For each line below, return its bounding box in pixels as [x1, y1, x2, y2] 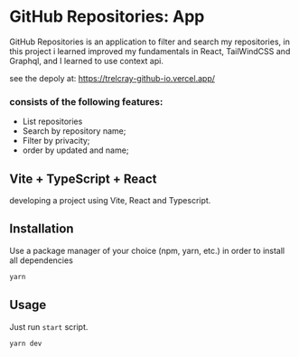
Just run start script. [9, 321, 89, 332]
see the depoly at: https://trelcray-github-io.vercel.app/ [9, 72, 215, 83]
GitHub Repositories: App [9, 6, 205, 27]
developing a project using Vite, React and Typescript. [9, 195, 211, 206]
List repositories [22, 116, 83, 127]
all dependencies [9, 255, 74, 266]
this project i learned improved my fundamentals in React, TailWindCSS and [9, 45, 291, 56]
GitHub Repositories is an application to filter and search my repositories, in [9, 36, 291, 47]
